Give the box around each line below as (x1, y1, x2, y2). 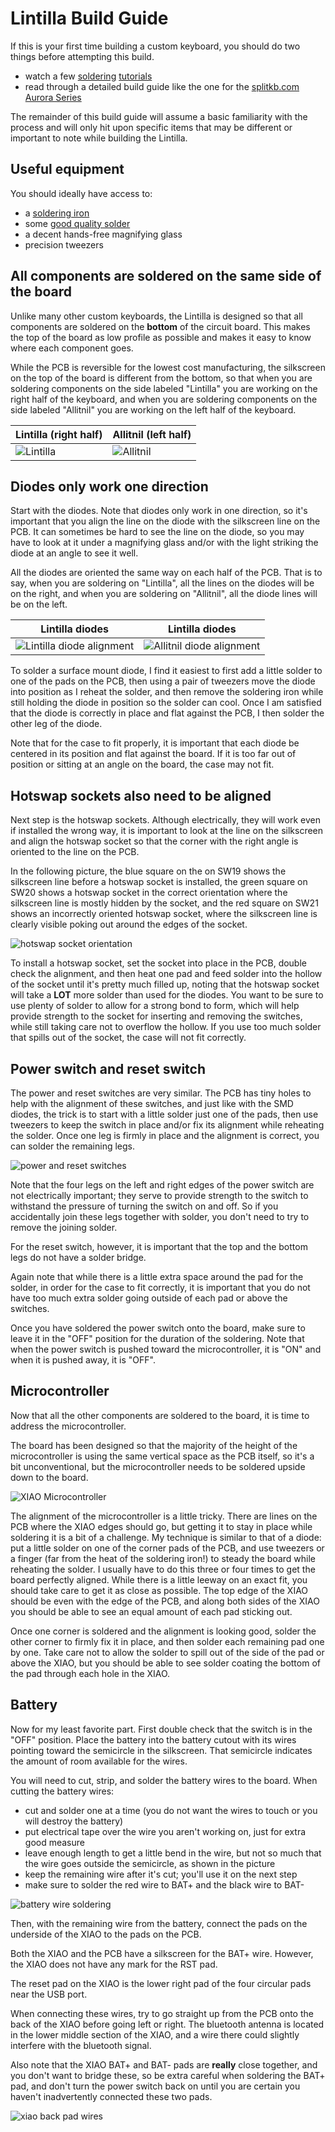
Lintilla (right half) (15, 427, 103, 441)
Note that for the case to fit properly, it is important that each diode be (10, 737, 300, 749)
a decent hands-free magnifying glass (24, 228, 183, 240)
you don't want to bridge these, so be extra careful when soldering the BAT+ (10, 2069, 326, 2081)
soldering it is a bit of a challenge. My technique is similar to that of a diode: (10, 1531, 322, 1543)
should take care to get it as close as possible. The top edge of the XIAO (10, 1584, 309, 1596)
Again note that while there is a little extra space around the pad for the (10, 1271, 304, 1282)
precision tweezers (24, 238, 104, 251)
